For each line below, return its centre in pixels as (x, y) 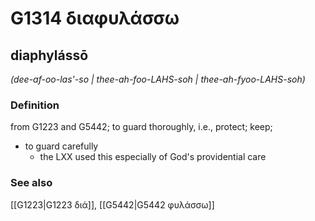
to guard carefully (61, 146)
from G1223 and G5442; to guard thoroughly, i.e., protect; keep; (141, 127)
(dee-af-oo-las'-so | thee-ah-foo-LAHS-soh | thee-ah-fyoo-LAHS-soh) (158, 79)
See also (31, 183)
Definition (35, 105)
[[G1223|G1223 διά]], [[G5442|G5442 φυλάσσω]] (112, 204)
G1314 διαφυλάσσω (95, 18)
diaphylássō (49, 55)
